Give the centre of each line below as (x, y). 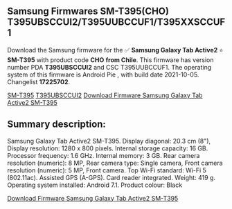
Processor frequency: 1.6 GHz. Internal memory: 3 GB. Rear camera (104, 155)
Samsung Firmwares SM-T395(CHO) (88, 11)
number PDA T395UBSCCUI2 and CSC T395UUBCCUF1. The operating (109, 67)
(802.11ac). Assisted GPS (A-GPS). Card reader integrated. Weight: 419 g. (111, 177)
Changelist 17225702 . (39, 81)
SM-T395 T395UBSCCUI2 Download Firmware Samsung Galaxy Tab (105, 95)
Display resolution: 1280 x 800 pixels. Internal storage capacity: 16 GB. (108, 148)
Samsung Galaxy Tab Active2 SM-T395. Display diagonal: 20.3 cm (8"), (109, 141)
